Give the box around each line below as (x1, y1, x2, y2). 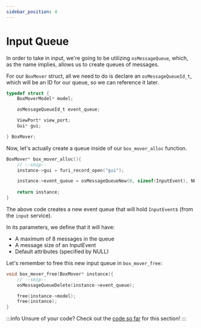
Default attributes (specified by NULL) (14, 248, 109, 255)
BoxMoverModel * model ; (17, 96, 74, 102)
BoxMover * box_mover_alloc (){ (6, 156, 82, 162)
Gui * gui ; (17, 123, 42, 129)
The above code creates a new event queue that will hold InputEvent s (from (6, 205, 193, 212)
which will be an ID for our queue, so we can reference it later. (6, 78, 160, 86)
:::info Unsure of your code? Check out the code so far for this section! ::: (6, 315, 187, 322)
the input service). (6, 212, 53, 219)
